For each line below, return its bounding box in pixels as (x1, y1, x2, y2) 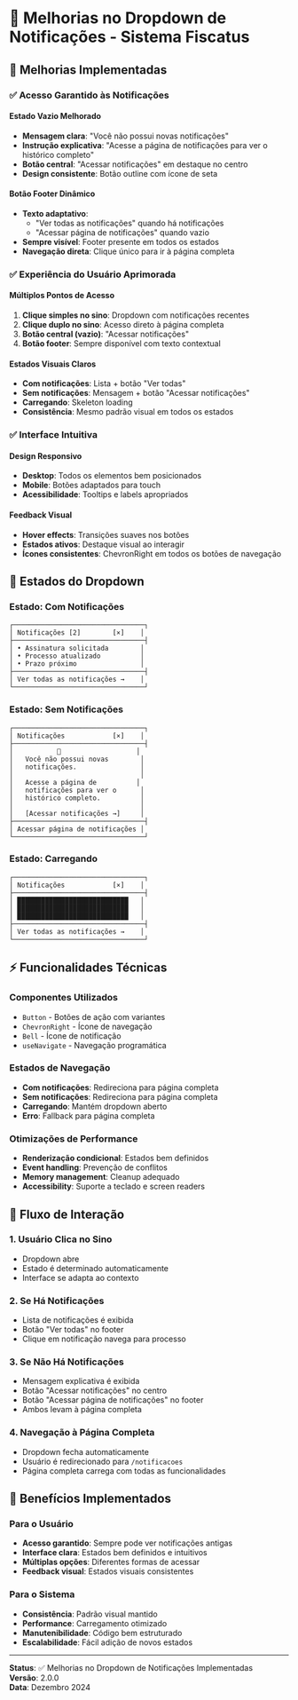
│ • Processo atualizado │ (9, 652, 145, 660)
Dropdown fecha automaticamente (21, 1446, 149, 1457)
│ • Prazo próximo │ (9, 660, 145, 668)
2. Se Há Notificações (9, 1294, 105, 1307)
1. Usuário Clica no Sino (9, 1233, 113, 1245)
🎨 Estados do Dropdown (9, 573, 145, 589)
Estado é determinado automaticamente (21, 1262, 169, 1273)
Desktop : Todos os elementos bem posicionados (21, 470, 202, 481)
